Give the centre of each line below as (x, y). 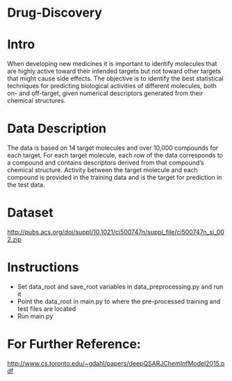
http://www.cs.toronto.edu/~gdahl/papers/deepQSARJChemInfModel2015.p (116, 363)
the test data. (26, 185)
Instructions (43, 268)
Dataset (30, 213)
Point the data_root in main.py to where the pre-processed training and (119, 301)
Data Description (57, 129)
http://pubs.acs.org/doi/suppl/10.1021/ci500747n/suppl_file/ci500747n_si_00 (116, 232)
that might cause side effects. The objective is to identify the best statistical (115, 78)
